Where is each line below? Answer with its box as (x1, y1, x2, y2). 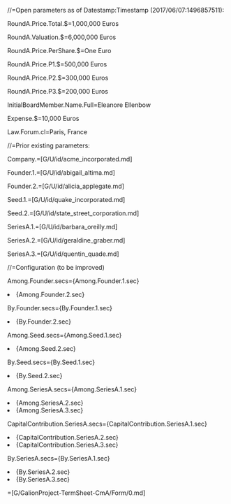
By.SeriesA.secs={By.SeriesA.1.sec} (7, 454, 110, 462)
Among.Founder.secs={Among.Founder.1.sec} (7, 277, 140, 285)
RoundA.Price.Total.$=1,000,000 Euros (7, 20, 119, 27)
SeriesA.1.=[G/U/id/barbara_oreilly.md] (7, 223, 118, 231)
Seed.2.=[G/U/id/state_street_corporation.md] (7, 209, 140, 217)
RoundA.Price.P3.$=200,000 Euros (7, 87, 108, 95)
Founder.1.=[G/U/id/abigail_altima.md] (7, 168, 115, 177)
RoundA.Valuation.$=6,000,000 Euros (7, 33, 117, 41)
